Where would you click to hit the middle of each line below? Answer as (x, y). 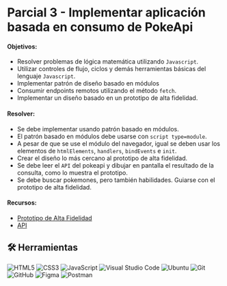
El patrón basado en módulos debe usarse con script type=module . (112, 136)
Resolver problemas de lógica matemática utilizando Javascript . (108, 62)
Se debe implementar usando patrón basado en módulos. (98, 129)
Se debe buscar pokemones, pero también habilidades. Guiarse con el (116, 180)
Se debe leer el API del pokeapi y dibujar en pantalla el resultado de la (115, 165)
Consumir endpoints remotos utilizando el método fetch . (96, 91)
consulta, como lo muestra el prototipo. (72, 172)
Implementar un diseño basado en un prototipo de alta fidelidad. (107, 98)
